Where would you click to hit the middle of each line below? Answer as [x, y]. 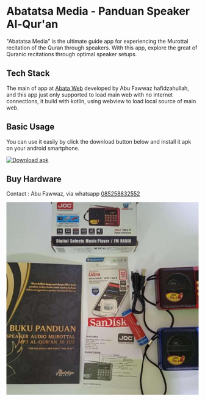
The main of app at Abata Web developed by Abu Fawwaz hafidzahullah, [98, 88]
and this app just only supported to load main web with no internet [90, 94]
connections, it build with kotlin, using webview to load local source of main [101, 101]
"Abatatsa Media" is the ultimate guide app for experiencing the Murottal [97, 41]
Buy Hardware [34, 179]
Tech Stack [28, 74]
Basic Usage [31, 127]
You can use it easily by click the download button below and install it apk [99, 141]
